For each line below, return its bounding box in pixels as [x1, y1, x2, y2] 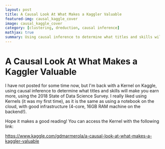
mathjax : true [5, 30, 34, 35]
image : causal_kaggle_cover [5, 21, 63, 26]
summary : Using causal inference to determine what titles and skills [5, 35, 153, 40]
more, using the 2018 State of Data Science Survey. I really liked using [5, 93, 147, 99]
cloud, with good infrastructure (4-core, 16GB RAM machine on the [5, 103, 141, 109]
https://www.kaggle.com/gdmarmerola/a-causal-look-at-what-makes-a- [5, 133, 152, 139]
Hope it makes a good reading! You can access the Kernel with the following [5, 118, 160, 124]
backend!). [5, 109, 27, 115]
